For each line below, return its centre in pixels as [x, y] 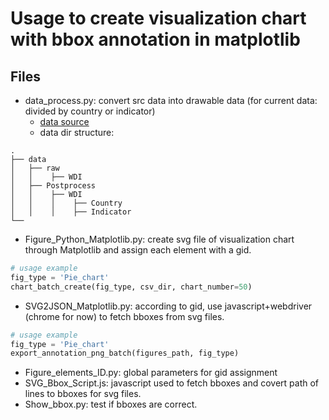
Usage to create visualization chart [158, 18]
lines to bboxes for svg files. [83, 394]
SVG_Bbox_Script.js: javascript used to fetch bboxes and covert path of [172, 383]
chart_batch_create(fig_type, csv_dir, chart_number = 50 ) [131, 287]
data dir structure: [77, 132]
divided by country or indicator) [90, 111]
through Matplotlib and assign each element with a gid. [138, 250]
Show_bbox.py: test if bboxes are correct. [111, 404]
